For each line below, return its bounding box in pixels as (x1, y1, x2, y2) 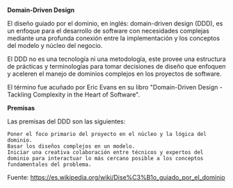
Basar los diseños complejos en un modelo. (7, 143, 136, 150)
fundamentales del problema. (7, 161, 92, 168)
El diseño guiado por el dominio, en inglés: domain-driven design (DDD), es (7, 19, 223, 27)
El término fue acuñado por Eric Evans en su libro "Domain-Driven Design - (7, 83, 223, 91)
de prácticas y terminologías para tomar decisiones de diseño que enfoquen (7, 62, 226, 70)
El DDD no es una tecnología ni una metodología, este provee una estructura (7, 55, 226, 63)
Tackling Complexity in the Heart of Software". (7, 90, 140, 99)
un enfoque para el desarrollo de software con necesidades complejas (7, 27, 210, 35)
